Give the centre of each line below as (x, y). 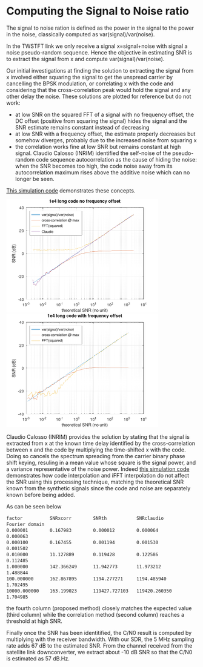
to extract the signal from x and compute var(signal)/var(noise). (85, 59)
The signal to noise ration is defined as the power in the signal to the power (100, 28)
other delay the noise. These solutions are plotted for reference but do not (99, 96)
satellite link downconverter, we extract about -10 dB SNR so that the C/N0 (99, 652)
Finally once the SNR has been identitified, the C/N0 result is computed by (99, 633)
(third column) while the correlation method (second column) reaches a (95, 615)
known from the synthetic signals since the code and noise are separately (98, 488)
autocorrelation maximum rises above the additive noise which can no (102, 172)
